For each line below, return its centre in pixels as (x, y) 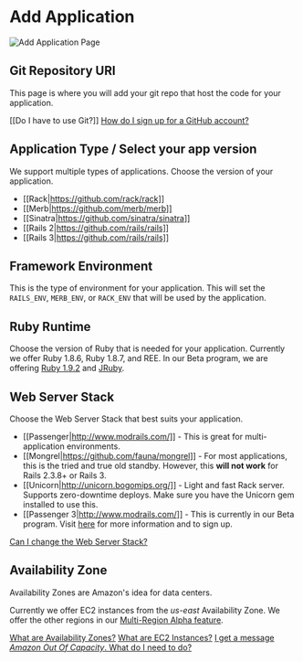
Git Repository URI (63, 71)
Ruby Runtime (50, 326)
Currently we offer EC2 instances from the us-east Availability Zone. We (145, 610)
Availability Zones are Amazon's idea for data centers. (111, 593)
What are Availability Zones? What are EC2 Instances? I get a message (142, 637)
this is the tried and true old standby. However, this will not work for (150, 465)
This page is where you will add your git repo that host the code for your (145, 92)
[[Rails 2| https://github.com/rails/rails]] (95, 228)
